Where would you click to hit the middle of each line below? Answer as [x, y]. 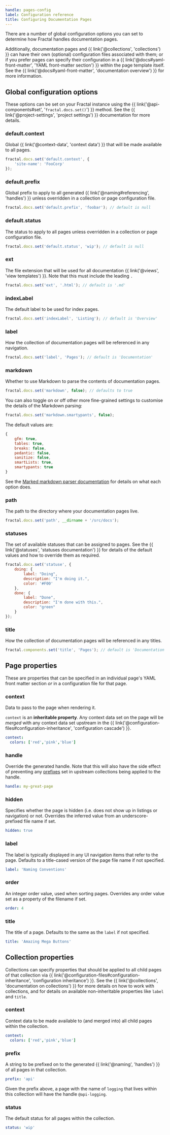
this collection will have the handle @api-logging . [56, 1094]
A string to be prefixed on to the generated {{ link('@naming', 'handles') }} [83, 1064]
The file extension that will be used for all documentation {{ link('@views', [82, 270]
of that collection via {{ [29, 975]
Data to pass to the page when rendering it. [51, 708]
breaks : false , [30, 448]
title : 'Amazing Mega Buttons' [38, 942]
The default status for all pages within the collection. [60, 1118]
